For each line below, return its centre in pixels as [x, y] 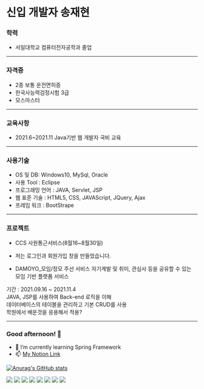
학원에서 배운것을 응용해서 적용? [44, 312]
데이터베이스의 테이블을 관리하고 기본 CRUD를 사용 [67, 304]
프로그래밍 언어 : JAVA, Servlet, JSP [59, 190]
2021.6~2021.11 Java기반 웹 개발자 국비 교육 [68, 138]
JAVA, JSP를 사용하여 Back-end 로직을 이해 [59, 296]
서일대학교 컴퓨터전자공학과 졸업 [53, 47]
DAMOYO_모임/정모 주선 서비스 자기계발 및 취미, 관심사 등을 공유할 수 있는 [103, 268]
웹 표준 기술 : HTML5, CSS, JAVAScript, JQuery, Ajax [80, 198]
